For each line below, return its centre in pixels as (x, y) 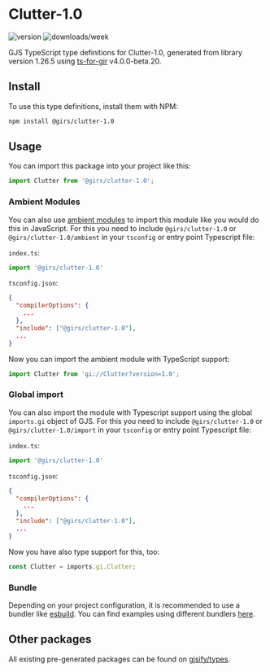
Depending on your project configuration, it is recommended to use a (124, 605)
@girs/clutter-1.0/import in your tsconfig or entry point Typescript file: (130, 430)
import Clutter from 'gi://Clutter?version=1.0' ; (94, 374)
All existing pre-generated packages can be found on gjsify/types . (119, 659)
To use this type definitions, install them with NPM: (94, 106)
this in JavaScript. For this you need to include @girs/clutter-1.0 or (122, 228)
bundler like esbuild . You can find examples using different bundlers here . (132, 613)
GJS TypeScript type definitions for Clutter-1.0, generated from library (125, 52)
